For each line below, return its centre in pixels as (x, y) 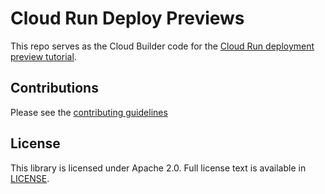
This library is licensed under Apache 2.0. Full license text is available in (158, 168)
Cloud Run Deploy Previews (127, 18)
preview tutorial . (43, 56)
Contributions (54, 88)
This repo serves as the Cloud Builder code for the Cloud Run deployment (162, 46)
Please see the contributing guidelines (89, 112)
